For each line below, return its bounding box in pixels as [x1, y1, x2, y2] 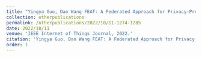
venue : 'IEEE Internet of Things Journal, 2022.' [6, 31, 133, 37]
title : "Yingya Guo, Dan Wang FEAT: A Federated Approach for [6, 8, 165, 15]
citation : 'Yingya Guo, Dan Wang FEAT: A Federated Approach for [6, 36, 173, 42]
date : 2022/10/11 [6, 25, 50, 31]
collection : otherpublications [6, 14, 85, 20]
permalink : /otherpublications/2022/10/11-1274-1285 [6, 20, 141, 26]
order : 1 [6, 42, 28, 48]
